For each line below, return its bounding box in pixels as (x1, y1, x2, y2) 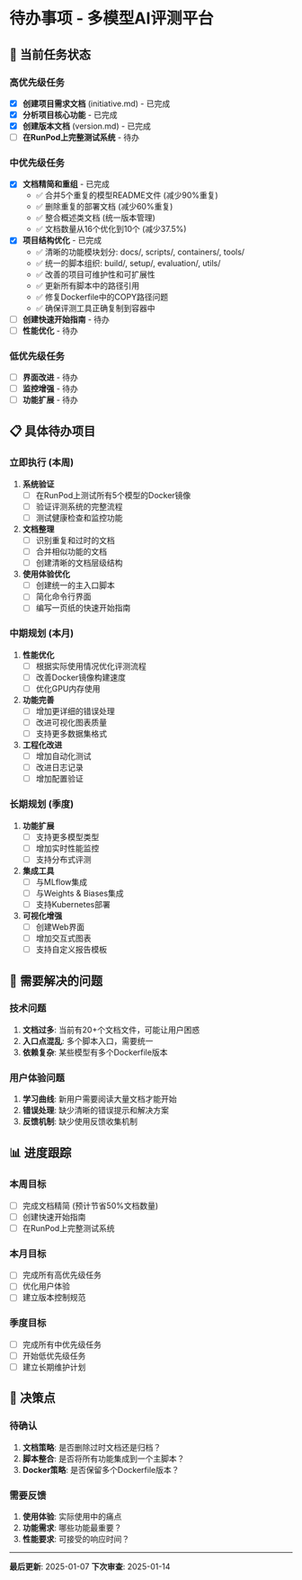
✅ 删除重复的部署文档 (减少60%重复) (35, 201, 173, 212)
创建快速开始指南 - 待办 (22, 314, 111, 325)
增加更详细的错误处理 (35, 705, 115, 716)
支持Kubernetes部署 (35, 898, 111, 909)
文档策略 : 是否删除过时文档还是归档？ (22, 1442, 162, 1452)
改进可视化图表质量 (35, 717, 108, 728)
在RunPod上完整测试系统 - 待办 (22, 132, 140, 143)
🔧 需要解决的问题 (9, 973, 103, 988)
